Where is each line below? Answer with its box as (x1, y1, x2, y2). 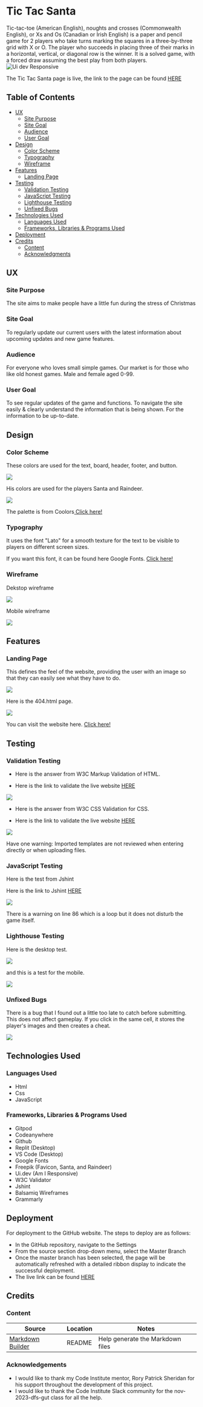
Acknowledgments (24, 250, 71, 257)
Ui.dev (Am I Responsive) (14, 1169, 79, 1177)
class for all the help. (50, 1394, 103, 1401)
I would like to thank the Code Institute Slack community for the (14, 1387, 173, 1394)
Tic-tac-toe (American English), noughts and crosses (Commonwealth (6, 24, 181, 32)
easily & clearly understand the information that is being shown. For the (6, 406, 184, 413)
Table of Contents (6, 92, 76, 102)
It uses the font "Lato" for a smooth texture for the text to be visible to (6, 537, 180, 544)
